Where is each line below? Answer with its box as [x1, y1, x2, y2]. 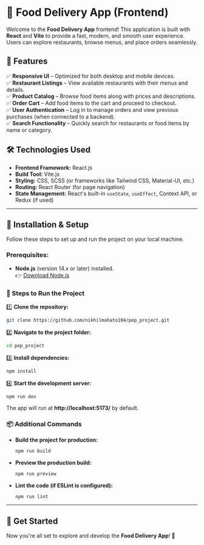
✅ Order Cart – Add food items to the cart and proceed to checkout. [6, 99, 177, 106]
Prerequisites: [6, 251, 49, 259]
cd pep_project [6, 342, 45, 349]
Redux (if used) [15, 196, 54, 203]
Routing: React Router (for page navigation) [15, 183, 126, 190]
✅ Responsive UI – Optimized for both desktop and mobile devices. [6, 72, 175, 80]
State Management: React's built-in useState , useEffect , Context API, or [15, 190, 197, 197]
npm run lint [15, 493, 49, 499]
